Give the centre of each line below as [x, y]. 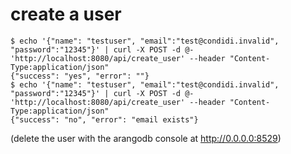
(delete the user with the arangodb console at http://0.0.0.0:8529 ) [146, 138]
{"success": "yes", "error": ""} [80, 76]
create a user [66, 14]
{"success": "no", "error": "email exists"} [104, 119]
